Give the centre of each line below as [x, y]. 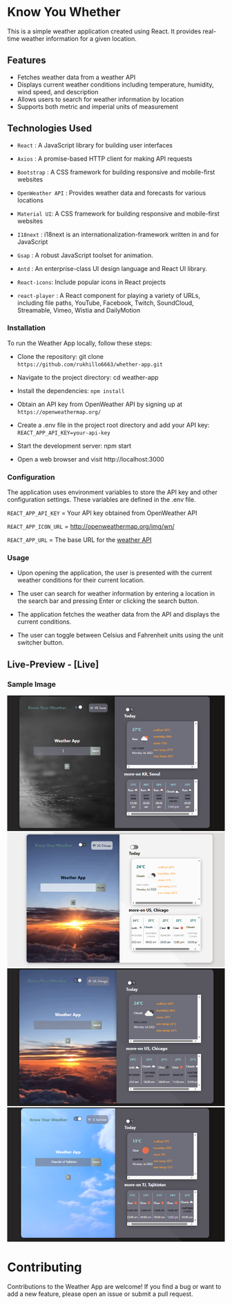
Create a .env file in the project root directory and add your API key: [113, 425]
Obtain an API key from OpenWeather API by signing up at [100, 404]
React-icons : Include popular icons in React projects [91, 282]
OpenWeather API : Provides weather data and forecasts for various [112, 193]
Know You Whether [64, 12]
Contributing [45, 1267]
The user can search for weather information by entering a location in [116, 594]
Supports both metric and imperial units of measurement [98, 106]
